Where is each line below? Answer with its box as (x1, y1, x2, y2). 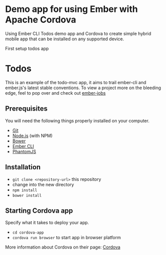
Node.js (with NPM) (12, 132, 53, 138)
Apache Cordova (5, 14, 76, 25)
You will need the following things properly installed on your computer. (5, 118, 150, 124)
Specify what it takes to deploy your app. (5, 220, 89, 226)
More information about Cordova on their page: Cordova (5, 244, 121, 250)
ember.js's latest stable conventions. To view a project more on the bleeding (5, 85, 162, 91)
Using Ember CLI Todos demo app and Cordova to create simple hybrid (5, 30, 152, 36)
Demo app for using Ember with (5, 3, 138, 15)
